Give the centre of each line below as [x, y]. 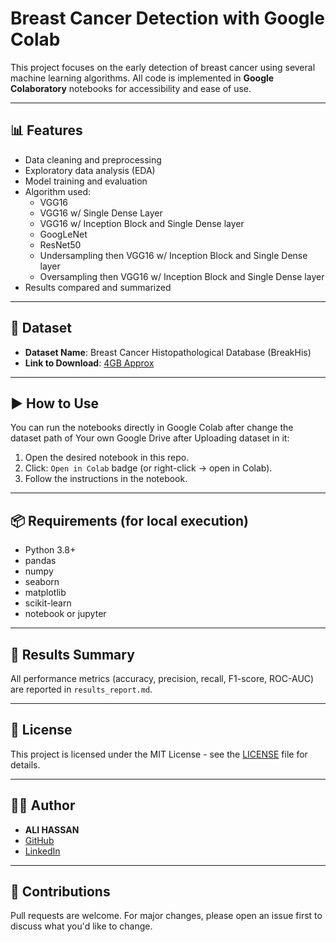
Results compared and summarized [98, 287]
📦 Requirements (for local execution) [129, 520]
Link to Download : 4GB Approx [89, 363]
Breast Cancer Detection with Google [167, 18]
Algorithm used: [58, 191]
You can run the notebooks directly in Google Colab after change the [152, 428]
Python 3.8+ [50, 550]
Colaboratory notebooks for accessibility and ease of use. [131, 88]
